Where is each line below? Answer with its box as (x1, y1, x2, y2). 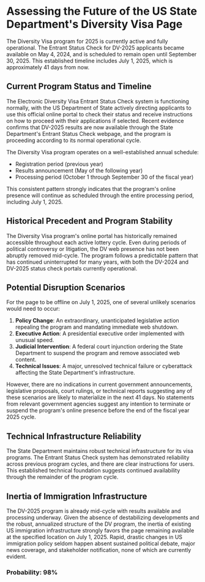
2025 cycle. (6, 413, 37, 420)
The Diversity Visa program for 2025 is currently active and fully (6, 37, 168, 45)
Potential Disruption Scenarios (6, 282, 125, 293)
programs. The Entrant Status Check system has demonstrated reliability (6, 454, 190, 461)
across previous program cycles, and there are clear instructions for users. (6, 460, 195, 468)
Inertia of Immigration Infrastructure (6, 491, 147, 501)
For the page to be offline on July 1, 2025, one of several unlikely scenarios (6, 299, 196, 306)
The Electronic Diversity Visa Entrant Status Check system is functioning (6, 97, 190, 105)
